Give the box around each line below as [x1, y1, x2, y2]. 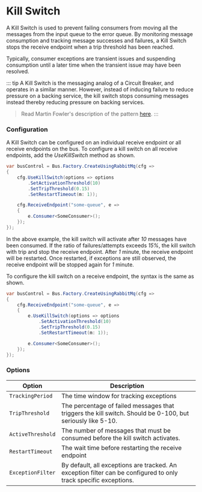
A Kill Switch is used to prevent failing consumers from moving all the [6, 24, 178, 31]
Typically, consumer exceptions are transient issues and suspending [6, 55, 176, 62]
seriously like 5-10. [61, 416, 117, 425]
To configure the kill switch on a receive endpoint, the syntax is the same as [6, 272, 194, 280]
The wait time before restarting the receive [61, 443, 182, 452]
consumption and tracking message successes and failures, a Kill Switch [6, 37, 186, 44]
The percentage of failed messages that [61, 401, 174, 410]
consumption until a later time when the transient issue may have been [6, 61, 182, 69]
